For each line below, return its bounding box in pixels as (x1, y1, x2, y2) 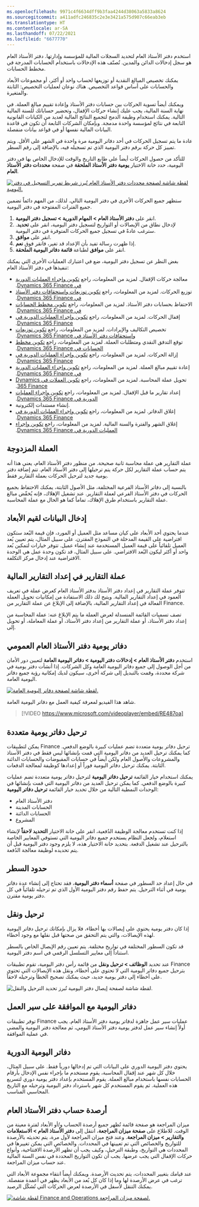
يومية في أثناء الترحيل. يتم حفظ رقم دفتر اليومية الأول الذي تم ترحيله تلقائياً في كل (7, 885, 187, 892)
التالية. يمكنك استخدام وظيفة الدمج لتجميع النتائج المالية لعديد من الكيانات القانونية (7, 113, 185, 120)
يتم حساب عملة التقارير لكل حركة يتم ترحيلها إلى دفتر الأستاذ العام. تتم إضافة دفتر (7, 466, 186, 473)
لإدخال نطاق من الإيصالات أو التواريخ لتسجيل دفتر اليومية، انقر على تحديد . (15, 221, 176, 228)
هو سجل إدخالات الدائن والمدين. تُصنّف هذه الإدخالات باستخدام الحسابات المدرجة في (7, 59, 192, 66)
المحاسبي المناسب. (7, 1088, 50, 1095)
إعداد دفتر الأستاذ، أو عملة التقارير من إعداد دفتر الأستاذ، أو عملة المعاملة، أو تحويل (7, 617, 187, 625)
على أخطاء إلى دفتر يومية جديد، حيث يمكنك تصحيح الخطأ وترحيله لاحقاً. (7, 973, 162, 980)
